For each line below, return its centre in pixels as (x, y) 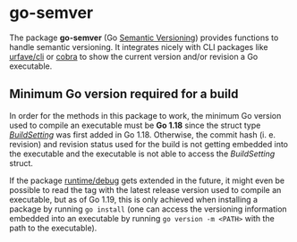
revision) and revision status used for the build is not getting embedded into (149, 144)
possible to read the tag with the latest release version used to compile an (145, 189)
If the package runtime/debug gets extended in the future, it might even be (147, 180)
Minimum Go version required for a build (124, 94)
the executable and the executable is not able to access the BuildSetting (142, 154)
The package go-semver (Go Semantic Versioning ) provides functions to (144, 38)
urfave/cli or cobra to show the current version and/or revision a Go (134, 56)
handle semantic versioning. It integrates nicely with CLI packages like (139, 46)
